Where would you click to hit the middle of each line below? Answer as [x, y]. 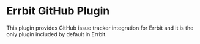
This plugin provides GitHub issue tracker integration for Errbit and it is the [100, 28]
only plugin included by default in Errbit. [57, 34]
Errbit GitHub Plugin [58, 11]
